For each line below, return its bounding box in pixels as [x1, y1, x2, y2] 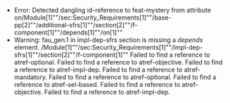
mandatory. [13, 73, 48, 81]
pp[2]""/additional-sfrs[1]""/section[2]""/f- [13, 21, 138, 29]
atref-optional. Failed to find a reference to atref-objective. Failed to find [13, 58, 223, 66]
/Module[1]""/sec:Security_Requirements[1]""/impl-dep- [41, 43, 203, 51]
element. [13, 43, 40, 51]
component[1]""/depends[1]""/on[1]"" [13, 28, 123, 36]
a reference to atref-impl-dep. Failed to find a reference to [13, 66, 183, 74]
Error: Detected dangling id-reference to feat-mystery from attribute [13, 6, 212, 14]
